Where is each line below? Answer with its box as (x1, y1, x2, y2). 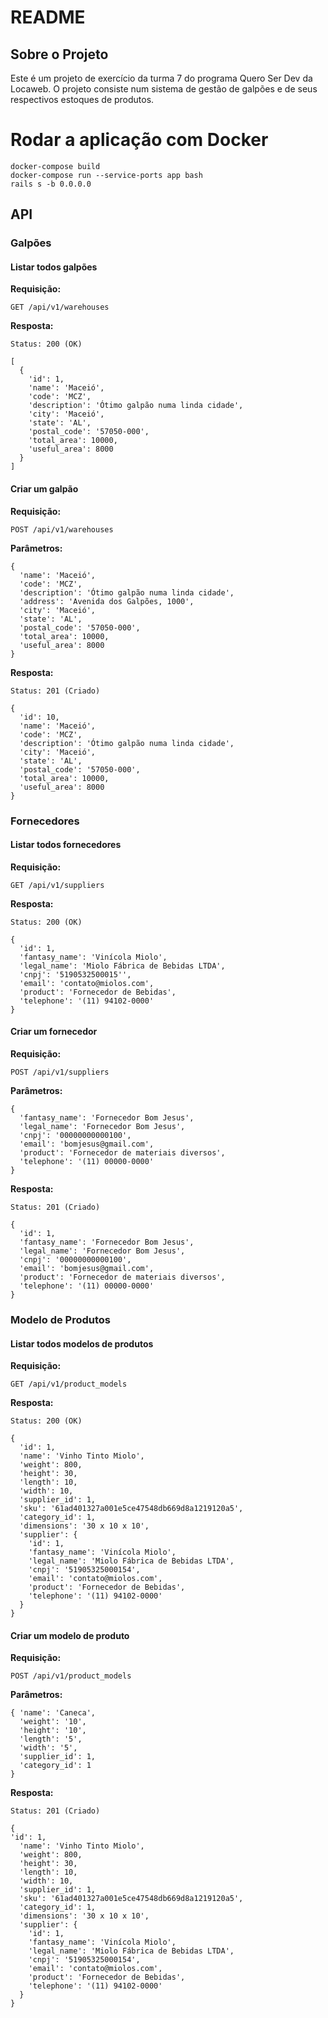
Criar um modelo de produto (10, 1629, 130, 1641)
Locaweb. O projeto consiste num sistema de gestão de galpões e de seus (10, 83, 318, 95)
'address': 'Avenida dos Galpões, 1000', (19, 596, 195, 606)
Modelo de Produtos (10, 1312, 112, 1326)
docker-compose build (10, 161, 101, 171)
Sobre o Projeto (10, 46, 109, 63)
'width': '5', (19, 1743, 78, 1753)
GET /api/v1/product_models (10, 1379, 128, 1390)
